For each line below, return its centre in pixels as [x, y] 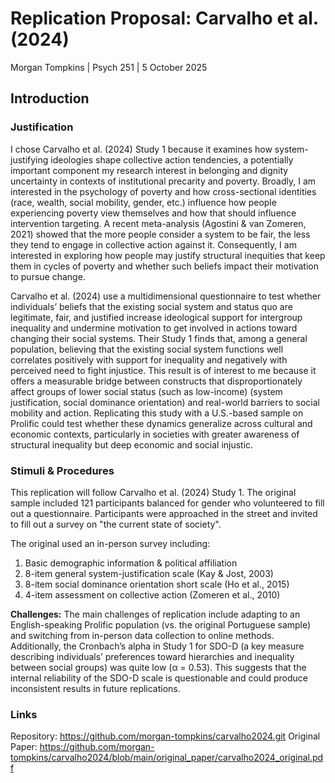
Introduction [50, 98]
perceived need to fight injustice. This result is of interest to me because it [163, 370]
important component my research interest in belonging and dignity [149, 170]
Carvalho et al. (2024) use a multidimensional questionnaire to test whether [166, 296]
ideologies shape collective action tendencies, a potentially [172, 159]
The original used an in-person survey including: [110, 543]
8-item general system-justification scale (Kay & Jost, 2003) [149, 573]
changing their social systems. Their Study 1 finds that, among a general [159, 338]
